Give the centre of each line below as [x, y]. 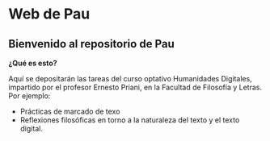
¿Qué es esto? [33, 63]
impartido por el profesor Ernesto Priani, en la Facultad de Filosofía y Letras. [135, 87]
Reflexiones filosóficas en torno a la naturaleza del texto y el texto [130, 120]
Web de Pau [49, 14]
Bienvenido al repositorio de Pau [92, 44]
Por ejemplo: [30, 96]
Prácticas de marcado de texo [70, 111]
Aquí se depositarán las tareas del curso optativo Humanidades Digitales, [130, 79]
